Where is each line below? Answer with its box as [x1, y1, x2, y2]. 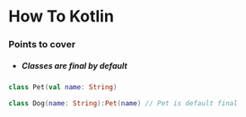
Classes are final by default [21, 60, 127, 71]
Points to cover [8, 38, 76, 51]
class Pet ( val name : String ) [8, 83, 118, 92]
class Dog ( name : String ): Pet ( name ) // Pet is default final [8, 98, 239, 108]
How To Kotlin [8, 6, 114, 27]
